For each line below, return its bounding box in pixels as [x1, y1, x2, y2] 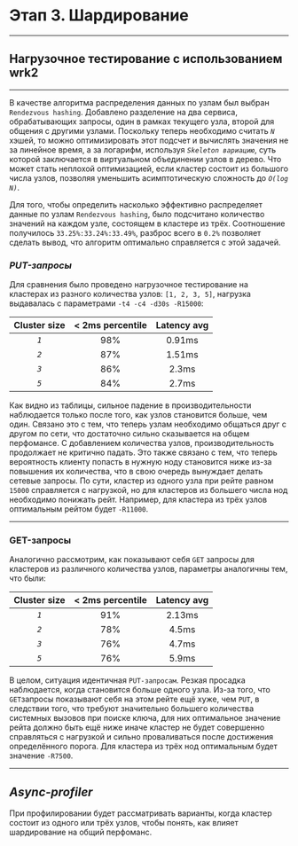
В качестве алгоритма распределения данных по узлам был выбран [9, 97, 270, 107]
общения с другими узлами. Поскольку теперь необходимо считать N [9, 125, 275, 136]
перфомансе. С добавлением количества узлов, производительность [9, 438, 275, 449]
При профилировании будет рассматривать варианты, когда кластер [9, 808, 272, 819]
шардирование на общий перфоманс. [9, 826, 153, 838]
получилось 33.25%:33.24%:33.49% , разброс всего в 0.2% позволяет [9, 227, 262, 238]
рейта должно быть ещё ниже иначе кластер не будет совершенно [9, 722, 265, 732]
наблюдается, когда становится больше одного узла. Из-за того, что [9, 685, 271, 695]
